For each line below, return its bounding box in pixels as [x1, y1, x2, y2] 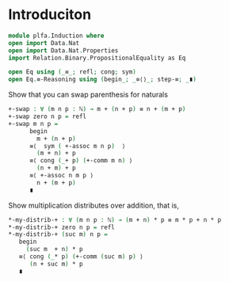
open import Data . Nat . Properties [8, 46, 119, 55]
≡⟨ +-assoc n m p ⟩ [29, 172, 94, 180]
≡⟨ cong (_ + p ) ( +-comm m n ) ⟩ [29, 157, 133, 165]
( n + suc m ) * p [29, 260, 83, 268]
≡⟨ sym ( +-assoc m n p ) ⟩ [29, 142, 126, 150]
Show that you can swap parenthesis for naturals [8, 90, 169, 100]
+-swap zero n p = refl [8, 112, 87, 120]
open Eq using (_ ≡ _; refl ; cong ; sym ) [8, 68, 136, 76]
